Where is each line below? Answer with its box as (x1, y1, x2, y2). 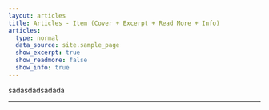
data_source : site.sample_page (15, 41, 120, 49)
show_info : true (15, 64, 70, 72)
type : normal (15, 33, 59, 42)
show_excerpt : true (15, 49, 81, 57)
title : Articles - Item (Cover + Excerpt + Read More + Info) (8, 19, 220, 27)
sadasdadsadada (8, 85, 66, 95)
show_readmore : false (15, 57, 88, 65)
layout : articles (8, 11, 66, 20)
